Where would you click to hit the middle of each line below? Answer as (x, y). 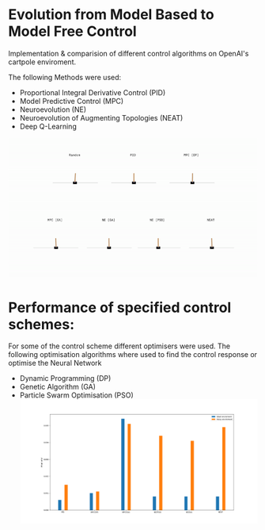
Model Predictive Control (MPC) (72, 101)
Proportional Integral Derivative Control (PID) (93, 92)
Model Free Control (72, 31)
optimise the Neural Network (55, 363)
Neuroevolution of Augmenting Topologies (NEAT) (101, 117)
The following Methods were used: (65, 77)
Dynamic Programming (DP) (65, 378)
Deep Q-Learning (48, 126)
